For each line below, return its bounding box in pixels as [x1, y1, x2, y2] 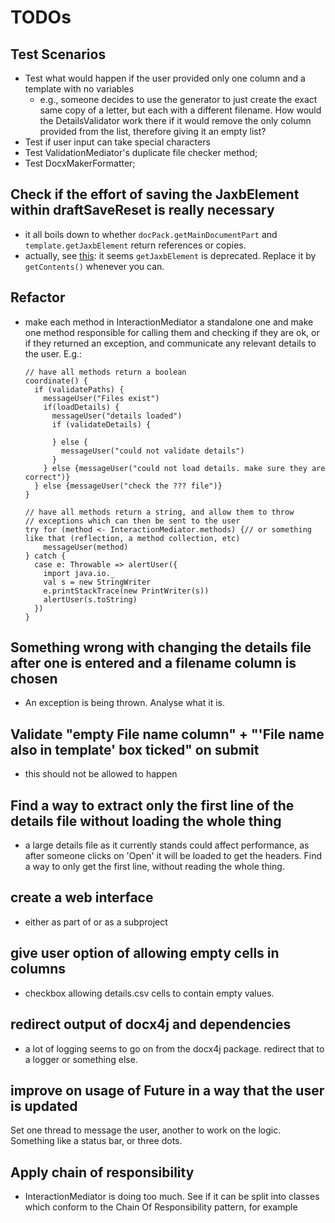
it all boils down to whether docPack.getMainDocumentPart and [24, 228, 278, 240]
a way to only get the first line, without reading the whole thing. [24, 861, 285, 873]
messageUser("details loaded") [51, 411, 183, 421]
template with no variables [24, 83, 135, 95]
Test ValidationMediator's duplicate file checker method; [24, 147, 258, 158]
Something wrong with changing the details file [10, 639, 312, 656]
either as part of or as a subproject [24, 916, 168, 928]
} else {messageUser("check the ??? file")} [34, 481, 223, 491]
